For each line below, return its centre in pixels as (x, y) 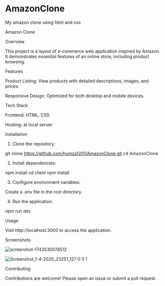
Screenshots (18, 240)
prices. (12, 86)
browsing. (15, 61)
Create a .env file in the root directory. (44, 192)
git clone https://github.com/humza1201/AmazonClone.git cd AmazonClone (82, 153)
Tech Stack (17, 105)
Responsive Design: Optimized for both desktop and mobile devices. (75, 96)
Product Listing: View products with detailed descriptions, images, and (77, 81)
